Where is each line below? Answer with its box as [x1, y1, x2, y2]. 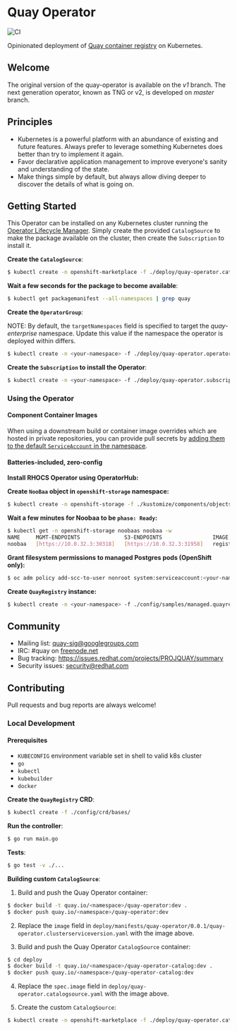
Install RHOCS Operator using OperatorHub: [7, 474, 139, 482]
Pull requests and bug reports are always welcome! [7, 701, 157, 710]
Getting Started [7, 200, 77, 212]
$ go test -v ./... [7, 862, 65, 869]
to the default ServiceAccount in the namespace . [7, 442, 148, 450]
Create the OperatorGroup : [7, 308, 83, 316]
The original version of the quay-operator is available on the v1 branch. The [7, 81, 226, 89]
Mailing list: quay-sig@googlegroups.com [17, 639, 139, 648]
